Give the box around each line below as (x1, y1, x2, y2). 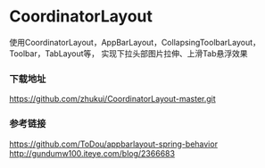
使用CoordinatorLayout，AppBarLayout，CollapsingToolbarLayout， (9, 37, 261, 47)
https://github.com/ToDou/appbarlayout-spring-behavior (9, 139, 219, 149)
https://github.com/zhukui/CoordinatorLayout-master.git (9, 94, 216, 105)
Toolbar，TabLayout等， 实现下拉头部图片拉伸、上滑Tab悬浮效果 (9, 47, 248, 59)
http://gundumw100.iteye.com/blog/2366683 (9, 147, 176, 158)
